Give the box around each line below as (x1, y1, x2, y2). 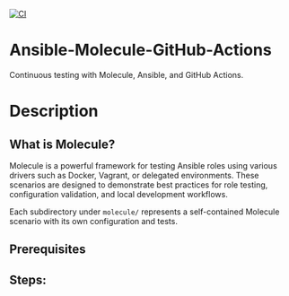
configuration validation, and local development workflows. (9, 188, 229, 199)
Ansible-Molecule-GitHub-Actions (9, 40, 272, 60)
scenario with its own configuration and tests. (9, 215, 178, 226)
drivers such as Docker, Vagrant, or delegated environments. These (9, 170, 259, 180)
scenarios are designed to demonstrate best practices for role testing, (9, 179, 268, 190)
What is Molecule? (9, 136, 116, 152)
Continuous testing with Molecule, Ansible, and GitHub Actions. (9, 69, 244, 80)
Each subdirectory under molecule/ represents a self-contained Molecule (9, 206, 280, 217)
